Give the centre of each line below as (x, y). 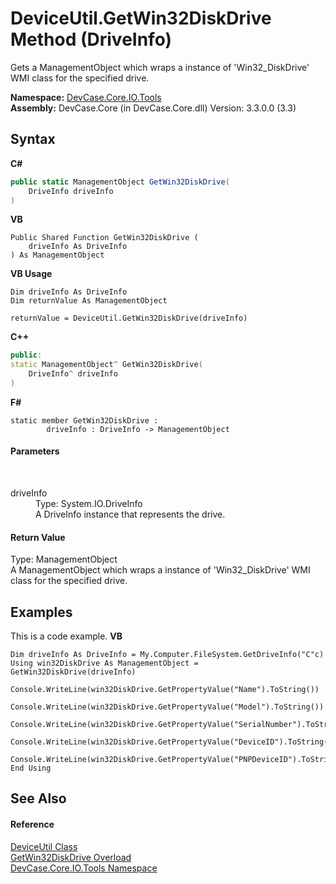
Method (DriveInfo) (91, 39)
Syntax (33, 139)
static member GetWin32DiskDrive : (84, 420)
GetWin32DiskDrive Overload (71, 857)
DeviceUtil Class (44, 846)
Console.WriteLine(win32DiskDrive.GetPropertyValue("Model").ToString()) (167, 707)
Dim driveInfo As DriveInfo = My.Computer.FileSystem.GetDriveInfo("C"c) (167, 655)
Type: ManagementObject (64, 559)
